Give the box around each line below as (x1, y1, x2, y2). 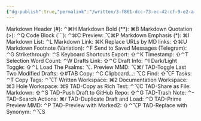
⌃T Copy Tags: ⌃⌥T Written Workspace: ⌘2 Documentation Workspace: (6, 76, 188, 83)
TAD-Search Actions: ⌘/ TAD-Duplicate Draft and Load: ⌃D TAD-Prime (6, 95, 182, 102)
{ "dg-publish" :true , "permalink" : (6, 8, 90, 15)
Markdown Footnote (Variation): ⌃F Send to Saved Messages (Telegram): (6, 44, 187, 52)
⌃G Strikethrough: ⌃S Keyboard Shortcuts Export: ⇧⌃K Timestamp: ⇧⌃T (6, 50, 189, 58)
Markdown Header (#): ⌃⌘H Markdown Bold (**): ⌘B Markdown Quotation (6, 25, 193, 32)
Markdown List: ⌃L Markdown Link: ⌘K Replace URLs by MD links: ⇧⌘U (6, 38, 187, 45)
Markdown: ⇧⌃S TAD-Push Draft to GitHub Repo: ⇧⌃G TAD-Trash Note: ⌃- (6, 89, 194, 96)
